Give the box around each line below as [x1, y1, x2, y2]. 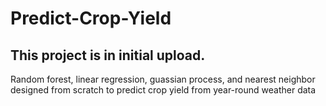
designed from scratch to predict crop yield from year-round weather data [10, 84, 317, 96]
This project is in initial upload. [10, 47, 206, 64]
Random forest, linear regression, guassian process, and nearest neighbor [10, 73, 316, 85]
